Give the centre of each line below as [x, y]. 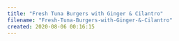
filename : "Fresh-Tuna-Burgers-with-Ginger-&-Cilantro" [90, 20]
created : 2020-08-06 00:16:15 [51, 26]
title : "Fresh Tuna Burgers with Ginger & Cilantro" [85, 14]
